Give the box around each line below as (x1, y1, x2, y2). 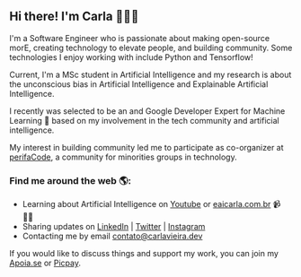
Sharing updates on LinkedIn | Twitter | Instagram (22, 221, 206, 232)
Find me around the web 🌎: (9, 174, 132, 186)
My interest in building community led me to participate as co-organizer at (9, 142, 285, 152)
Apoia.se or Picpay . (9, 257, 82, 269)
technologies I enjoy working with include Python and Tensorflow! (9, 51, 253, 63)
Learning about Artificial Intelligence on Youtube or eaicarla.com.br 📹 (22, 199, 281, 210)
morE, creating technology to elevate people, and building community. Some (9, 42, 293, 53)
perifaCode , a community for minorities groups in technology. (9, 151, 237, 162)
